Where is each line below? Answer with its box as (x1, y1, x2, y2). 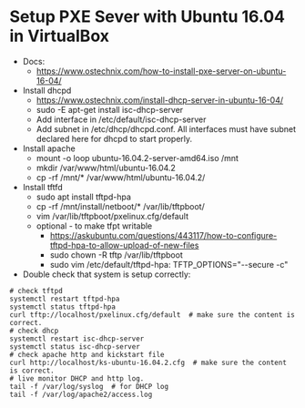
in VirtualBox (9, 25, 109, 46)
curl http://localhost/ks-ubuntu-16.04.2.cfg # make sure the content (9, 358, 287, 367)
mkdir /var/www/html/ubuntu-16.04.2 (36, 162, 176, 173)
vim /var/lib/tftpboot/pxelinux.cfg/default (36, 210, 189, 221)
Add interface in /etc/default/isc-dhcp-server (36, 114, 207, 125)
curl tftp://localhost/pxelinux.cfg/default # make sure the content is (9, 310, 296, 320)
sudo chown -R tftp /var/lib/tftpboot (49, 249, 184, 260)
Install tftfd (22, 181, 63, 192)
